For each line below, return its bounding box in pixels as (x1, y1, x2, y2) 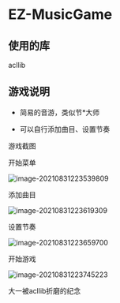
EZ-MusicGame (8, 6, 113, 24)
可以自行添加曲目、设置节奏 (19, 124, 111, 133)
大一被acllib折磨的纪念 (8, 286, 81, 295)
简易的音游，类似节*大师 (19, 107, 100, 117)
